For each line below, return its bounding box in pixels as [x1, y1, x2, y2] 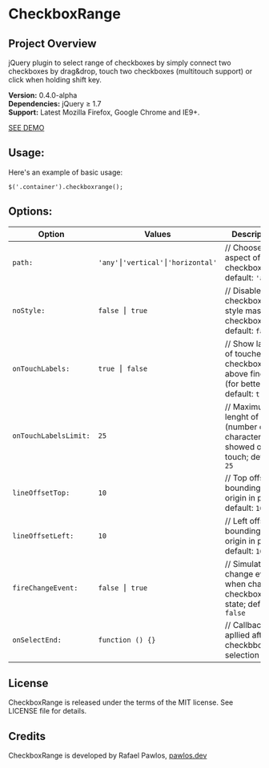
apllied [224, 629, 251, 641]
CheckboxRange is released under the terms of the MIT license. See [8, 698, 234, 707]
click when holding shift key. [8, 75, 102, 84]
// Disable [224, 285, 262, 296]
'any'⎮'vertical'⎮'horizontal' [98, 258, 218, 267]
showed [224, 441, 255, 452]
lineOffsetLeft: [12, 531, 74, 541]
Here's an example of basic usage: [8, 167, 122, 177]
